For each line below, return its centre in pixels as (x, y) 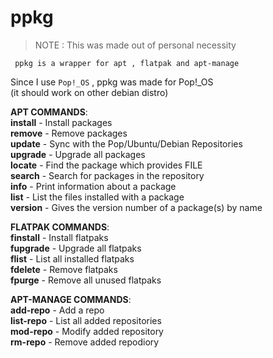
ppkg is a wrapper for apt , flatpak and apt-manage (127, 63)
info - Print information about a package (93, 186)
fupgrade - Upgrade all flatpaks (76, 248)
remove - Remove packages (69, 133)
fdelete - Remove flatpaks (64, 269)
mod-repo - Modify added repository (87, 331)
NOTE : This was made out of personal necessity (135, 45)
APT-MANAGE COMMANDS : (71, 299)
